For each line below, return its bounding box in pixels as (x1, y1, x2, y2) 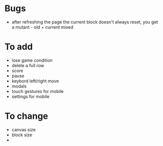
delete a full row (11, 62, 44, 68)
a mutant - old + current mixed (11, 24, 74, 30)
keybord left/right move (11, 78, 59, 84)
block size (11, 132, 33, 138)
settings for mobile (11, 93, 50, 99)
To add (4, 41, 33, 53)
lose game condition (11, 57, 53, 63)
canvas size (11, 127, 36, 132)
